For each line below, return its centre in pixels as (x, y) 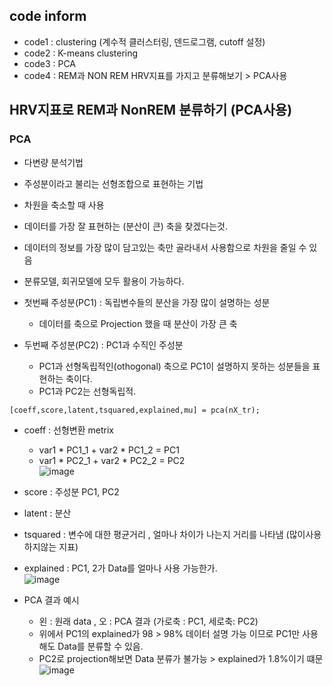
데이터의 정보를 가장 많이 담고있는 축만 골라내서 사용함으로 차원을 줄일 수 (165, 247)
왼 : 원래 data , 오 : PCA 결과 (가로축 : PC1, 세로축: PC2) (148, 621)
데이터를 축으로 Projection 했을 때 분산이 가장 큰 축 (138, 323)
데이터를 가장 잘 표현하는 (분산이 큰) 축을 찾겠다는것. (125, 226)
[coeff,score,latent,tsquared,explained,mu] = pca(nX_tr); (135, 410)
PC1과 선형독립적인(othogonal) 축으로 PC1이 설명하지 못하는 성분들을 (174, 366)
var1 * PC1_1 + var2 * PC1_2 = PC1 (109, 450)
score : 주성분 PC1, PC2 (71, 491)
